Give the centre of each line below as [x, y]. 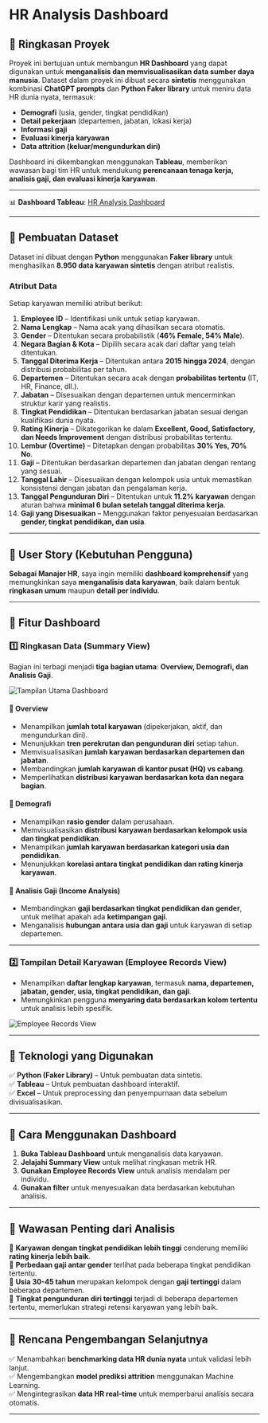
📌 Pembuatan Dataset [64, 238]
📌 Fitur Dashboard [55, 623]
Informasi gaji [44, 129]
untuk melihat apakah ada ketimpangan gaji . [94, 917]
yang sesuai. [41, 471]
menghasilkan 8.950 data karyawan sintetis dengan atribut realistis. [122, 265]
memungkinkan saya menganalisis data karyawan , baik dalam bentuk [124, 582]
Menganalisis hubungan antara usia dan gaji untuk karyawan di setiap [136, 925]
